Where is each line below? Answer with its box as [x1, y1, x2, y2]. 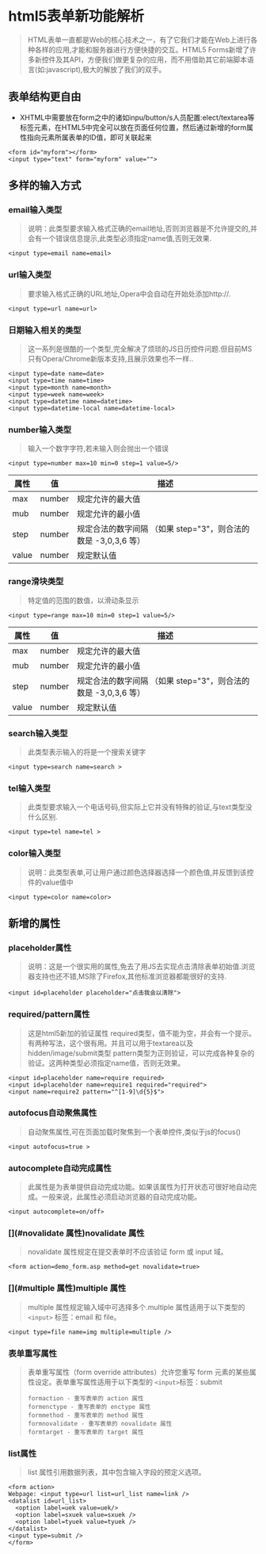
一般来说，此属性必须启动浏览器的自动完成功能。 [41, 1192, 202, 1201]
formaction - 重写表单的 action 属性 [27, 1394, 144, 1403]
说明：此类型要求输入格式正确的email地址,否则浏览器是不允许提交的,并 [27, 223, 257, 234]
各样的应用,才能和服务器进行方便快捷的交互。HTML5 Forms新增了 [34, 44, 250, 54]
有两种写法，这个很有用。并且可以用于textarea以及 [27, 1038, 194, 1048]
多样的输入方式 [8, 179, 82, 193]
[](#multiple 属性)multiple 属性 [8, 1283, 127, 1294]
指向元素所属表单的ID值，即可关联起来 [26, 132, 152, 142]
